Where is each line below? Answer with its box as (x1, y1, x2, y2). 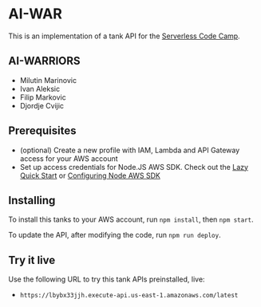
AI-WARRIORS (8, 54, 81, 68)
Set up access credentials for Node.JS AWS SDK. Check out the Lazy (19, 162, 249, 171)
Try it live (8, 253, 56, 267)
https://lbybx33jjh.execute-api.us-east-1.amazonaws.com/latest (19, 292, 239, 300)
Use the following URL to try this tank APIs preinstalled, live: (8, 274, 205, 284)
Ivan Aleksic (19, 84, 61, 93)
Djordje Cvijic (19, 100, 65, 110)
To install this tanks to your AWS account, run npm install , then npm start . (8, 215, 254, 224)
